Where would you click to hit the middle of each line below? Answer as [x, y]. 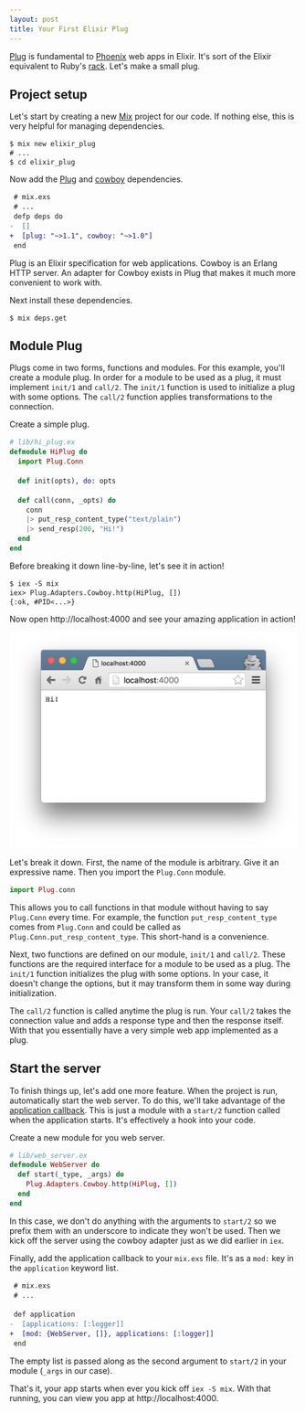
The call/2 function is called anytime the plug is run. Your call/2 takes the [150, 1011]
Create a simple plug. [49, 424]
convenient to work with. [56, 282]
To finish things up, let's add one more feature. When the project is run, [144, 1090]
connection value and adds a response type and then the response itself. [147, 1020]
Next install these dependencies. [71, 300]
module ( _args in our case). [61, 1370]
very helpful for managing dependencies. [87, 126]
